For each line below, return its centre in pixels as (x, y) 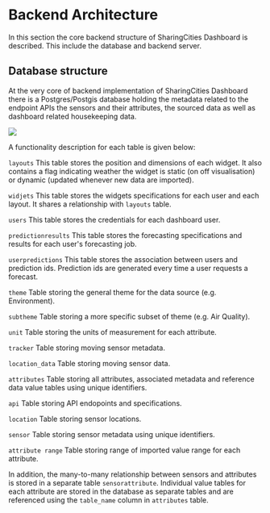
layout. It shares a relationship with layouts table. (90, 204)
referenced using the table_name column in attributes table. (108, 500)
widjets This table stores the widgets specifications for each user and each (134, 195)
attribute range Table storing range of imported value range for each (125, 450)
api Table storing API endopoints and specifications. (96, 403)
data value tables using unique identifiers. (78, 387)
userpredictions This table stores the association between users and (123, 259)
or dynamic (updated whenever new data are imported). (102, 180)
